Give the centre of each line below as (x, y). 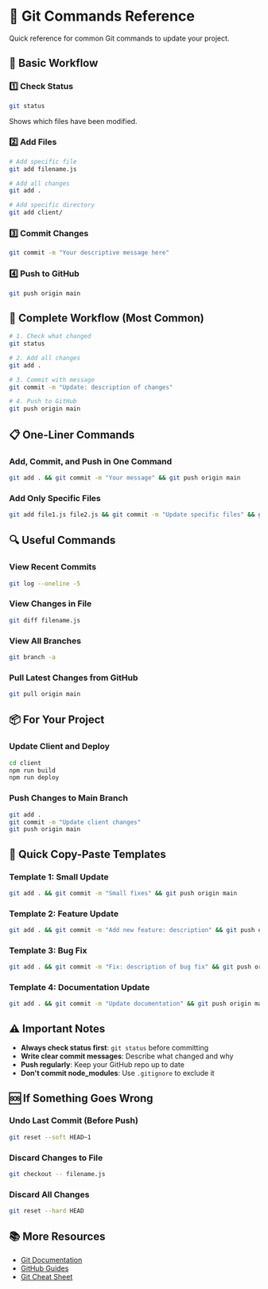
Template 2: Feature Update (64, 914)
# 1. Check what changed (50, 336)
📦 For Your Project (57, 720)
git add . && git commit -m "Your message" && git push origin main (125, 478)
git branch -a (33, 657)
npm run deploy (34, 778)
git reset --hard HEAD (47, 1211)
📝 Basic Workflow (54, 63)
